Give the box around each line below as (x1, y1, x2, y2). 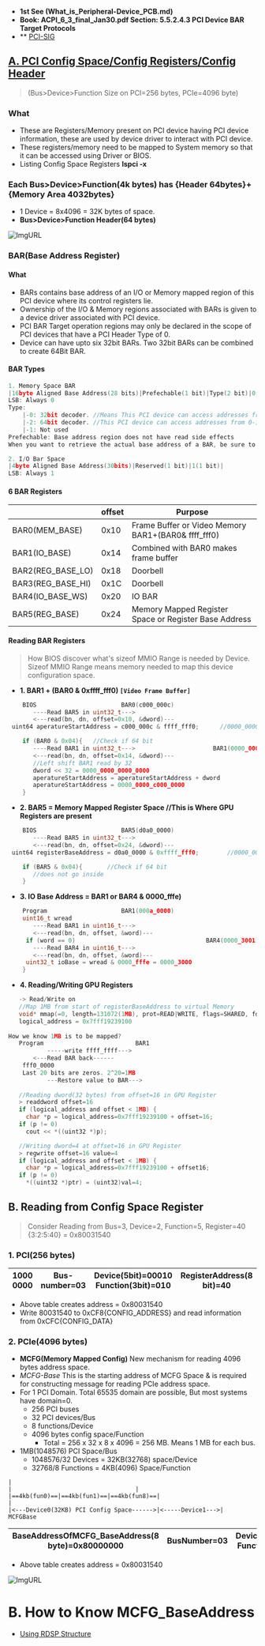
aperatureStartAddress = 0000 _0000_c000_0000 (32, 782, 185, 789)
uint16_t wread (22, 914, 73, 923)
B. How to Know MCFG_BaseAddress (8, 1603, 255, 1621)
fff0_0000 (22, 1062, 55, 1070)
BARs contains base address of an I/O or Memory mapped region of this (19, 288, 255, 297)
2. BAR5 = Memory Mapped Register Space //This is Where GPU (19, 803, 234, 812)
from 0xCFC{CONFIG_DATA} (19, 1316, 114, 1326)
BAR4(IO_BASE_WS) (12, 591, 88, 602)
